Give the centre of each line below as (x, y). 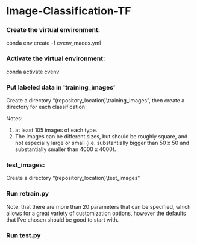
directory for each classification (46, 107)
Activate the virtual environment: (56, 58)
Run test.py (23, 235)
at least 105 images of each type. (56, 130)
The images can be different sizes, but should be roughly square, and (101, 137)
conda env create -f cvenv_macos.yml (54, 43)
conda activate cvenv (33, 72)
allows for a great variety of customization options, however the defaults (96, 213)
